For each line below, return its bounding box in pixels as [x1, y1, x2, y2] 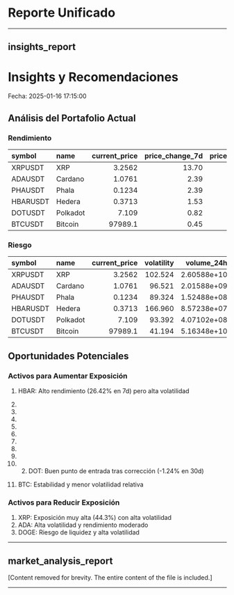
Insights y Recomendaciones [8, 69, 179, 85]
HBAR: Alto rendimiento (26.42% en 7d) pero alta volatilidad [17, 386, 190, 395]
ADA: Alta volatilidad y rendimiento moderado [17, 521, 149, 530]
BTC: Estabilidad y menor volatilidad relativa [17, 480, 144, 489]
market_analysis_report [8, 555, 113, 566]
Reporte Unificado [8, 5, 116, 21]
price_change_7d [144, 151, 203, 161]
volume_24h [185, 258, 228, 268]
